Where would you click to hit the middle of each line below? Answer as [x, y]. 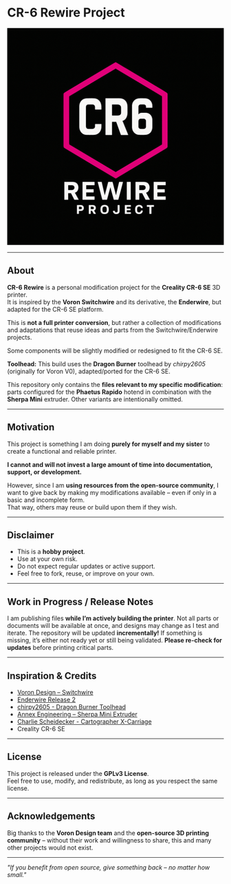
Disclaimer [31, 535]
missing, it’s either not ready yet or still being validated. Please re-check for [114, 640]
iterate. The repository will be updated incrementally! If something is [105, 633]
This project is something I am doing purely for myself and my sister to [109, 444]
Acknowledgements [51, 816]
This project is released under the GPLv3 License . [78, 773]
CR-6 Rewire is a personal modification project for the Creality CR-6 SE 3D [114, 287]
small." [17, 874]
